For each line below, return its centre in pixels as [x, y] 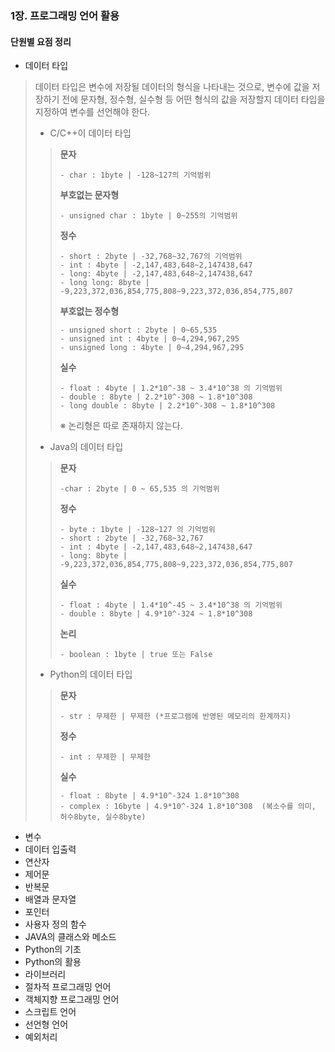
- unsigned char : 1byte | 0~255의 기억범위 [148, 216]
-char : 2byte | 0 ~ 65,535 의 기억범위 [139, 489]
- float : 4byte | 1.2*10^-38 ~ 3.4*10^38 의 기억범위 [171, 388]
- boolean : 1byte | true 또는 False [136, 655]
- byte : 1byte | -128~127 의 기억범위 [137, 530]
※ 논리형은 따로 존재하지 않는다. [121, 426]
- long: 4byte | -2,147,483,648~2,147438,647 [156, 274]
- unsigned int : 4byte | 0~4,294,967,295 [149, 339]
